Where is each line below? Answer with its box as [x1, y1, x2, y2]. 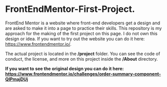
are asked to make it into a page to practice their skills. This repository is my [5, 25, 162, 31]
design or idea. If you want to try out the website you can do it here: [5, 36, 145, 42]
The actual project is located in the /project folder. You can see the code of [5, 51, 160, 57]
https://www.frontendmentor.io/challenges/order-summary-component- [5, 71, 161, 77]
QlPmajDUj [5, 76, 28, 82]
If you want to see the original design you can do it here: [5, 66, 124, 72]
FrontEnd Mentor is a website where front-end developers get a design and [5, 20, 160, 26]
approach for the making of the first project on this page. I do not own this [5, 30, 157, 36]
